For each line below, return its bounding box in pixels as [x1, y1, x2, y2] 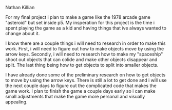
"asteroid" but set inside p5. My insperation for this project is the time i [5, 20, 155, 25]
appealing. [5, 99, 28, 105]
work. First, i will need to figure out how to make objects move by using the [5, 46, 164, 51]
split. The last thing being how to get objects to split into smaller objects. [5, 62, 159, 68]
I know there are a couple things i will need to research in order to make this [5, 40, 166, 46]
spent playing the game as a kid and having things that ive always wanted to [5, 25, 167, 31]
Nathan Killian [5, 5, 35, 10]
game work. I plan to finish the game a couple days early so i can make [5, 88, 156, 94]
